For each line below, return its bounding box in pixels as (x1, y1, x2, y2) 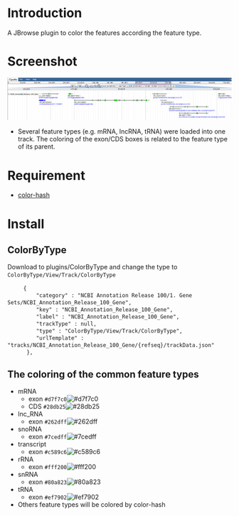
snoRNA (17, 425, 43, 434)
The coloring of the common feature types (7, 368, 199, 380)
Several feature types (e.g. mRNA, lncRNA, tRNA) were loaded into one (17, 127, 226, 136)
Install (7, 215, 45, 232)
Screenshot (7, 53, 78, 70)
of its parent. (17, 142, 55, 151)
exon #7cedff (28, 432, 68, 441)
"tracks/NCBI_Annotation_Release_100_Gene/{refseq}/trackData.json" (7, 342, 215, 349)
